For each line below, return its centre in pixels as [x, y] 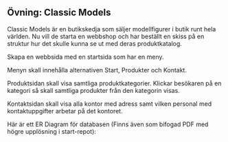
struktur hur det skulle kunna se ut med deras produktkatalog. [94, 43]
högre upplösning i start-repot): [52, 131]
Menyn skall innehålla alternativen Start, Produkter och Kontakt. [97, 70]
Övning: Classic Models [59, 13]
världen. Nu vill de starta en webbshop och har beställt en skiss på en [106, 36]
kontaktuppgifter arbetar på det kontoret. [65, 111]
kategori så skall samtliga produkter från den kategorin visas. [93, 90]
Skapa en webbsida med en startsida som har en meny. [85, 57]
